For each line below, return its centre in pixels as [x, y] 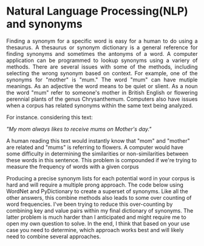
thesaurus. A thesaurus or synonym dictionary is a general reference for [102, 47]
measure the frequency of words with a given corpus [73, 166]
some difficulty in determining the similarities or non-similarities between [97, 154]
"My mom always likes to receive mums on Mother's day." [79, 129]
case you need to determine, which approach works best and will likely [95, 230]
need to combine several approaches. [54, 236]
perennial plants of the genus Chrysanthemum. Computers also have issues [102, 99]
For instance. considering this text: [49, 117]
